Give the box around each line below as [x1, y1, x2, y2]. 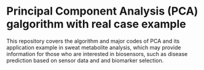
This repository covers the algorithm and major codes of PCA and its [6, 37, 180, 44]
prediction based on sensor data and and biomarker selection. [6, 57, 164, 64]
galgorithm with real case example [6, 17, 186, 31]
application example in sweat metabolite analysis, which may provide [6, 44, 181, 51]
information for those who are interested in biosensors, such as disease [6, 50, 188, 57]
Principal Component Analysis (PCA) [6, 4, 198, 18]
